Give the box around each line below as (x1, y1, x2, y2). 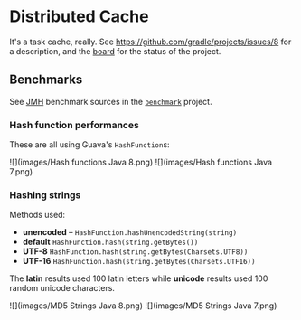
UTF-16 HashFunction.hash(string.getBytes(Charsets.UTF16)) (22, 256, 256, 267)
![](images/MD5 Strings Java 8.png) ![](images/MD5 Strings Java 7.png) (9, 300, 277, 311)
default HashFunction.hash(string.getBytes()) (22, 237, 199, 248)
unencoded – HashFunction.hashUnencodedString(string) (22, 227, 238, 238)
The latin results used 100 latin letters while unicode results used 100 (9, 273, 268, 284)
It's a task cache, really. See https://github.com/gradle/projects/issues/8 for (9, 36, 292, 47)
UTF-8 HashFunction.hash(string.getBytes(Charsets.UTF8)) (22, 246, 249, 257)
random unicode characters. (9, 283, 116, 294)
